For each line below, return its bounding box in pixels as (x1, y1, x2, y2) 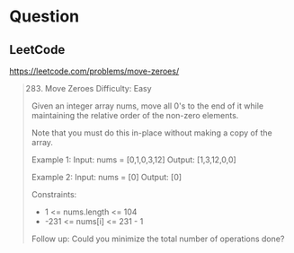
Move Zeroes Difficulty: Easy (44, 83, 152, 93)
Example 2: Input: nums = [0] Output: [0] (31, 172, 183, 182)
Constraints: (31, 189, 77, 199)
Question (9, 6, 79, 27)
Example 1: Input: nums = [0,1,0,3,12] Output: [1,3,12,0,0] (31, 154, 236, 165)
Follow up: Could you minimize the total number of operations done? (31, 233, 285, 244)
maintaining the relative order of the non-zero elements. (31, 110, 239, 120)
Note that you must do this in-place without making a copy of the (31, 127, 272, 138)
